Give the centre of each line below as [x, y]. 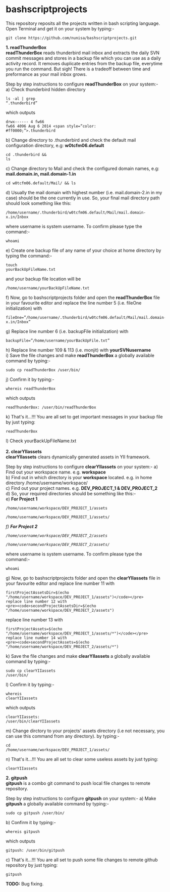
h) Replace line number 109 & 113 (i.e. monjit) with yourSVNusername [78, 350]
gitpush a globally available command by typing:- [57, 803]
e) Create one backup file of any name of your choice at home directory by [83, 250]
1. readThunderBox [26, 47]
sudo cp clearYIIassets [31, 671]
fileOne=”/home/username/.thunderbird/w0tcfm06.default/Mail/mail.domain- [86, 317]
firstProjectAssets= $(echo [34, 629]
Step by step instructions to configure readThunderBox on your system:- [82, 84]
